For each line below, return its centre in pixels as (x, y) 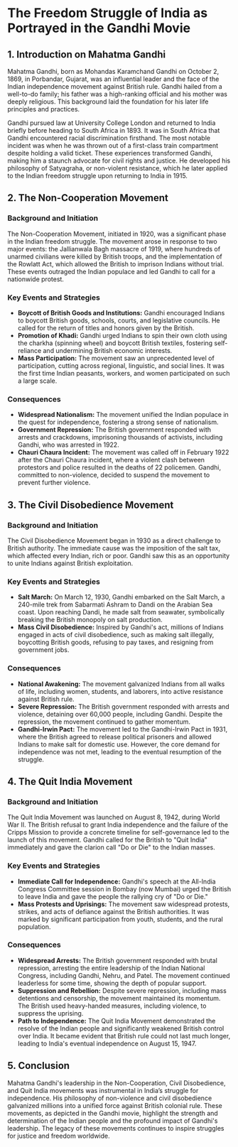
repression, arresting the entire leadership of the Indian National (111, 968)
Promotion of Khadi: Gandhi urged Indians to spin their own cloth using (122, 335)
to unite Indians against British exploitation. (70, 563)
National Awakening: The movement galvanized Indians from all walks (121, 684)
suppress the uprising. (50, 1013)
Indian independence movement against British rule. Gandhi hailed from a (115, 86)
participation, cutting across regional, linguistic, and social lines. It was (121, 365)
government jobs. (43, 650)
